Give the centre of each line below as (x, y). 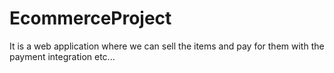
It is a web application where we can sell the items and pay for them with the (167, 46)
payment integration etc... (62, 56)
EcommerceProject (90, 18)
